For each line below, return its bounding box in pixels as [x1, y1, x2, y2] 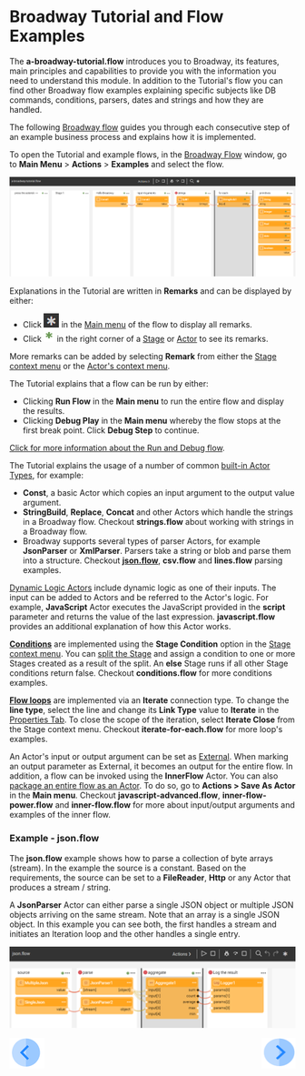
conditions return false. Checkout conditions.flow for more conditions [9, 668, 272, 679]
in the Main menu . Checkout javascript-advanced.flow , [9, 789, 221, 801]
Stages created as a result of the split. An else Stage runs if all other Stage [9, 658, 289, 669]
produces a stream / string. [9, 881, 112, 892]
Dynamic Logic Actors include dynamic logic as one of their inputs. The [9, 582, 277, 593]
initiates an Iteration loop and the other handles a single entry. [9, 928, 241, 939]
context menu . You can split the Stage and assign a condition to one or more [9, 649, 296, 659]
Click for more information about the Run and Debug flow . [9, 443, 225, 454]
